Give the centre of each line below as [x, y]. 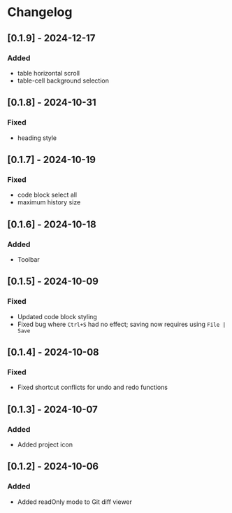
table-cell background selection [63, 80]
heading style [37, 138]
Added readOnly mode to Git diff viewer [75, 502]
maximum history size [49, 202]
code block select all [47, 195]
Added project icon [45, 444]
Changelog [40, 12]
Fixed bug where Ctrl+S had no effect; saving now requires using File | [122, 324]
